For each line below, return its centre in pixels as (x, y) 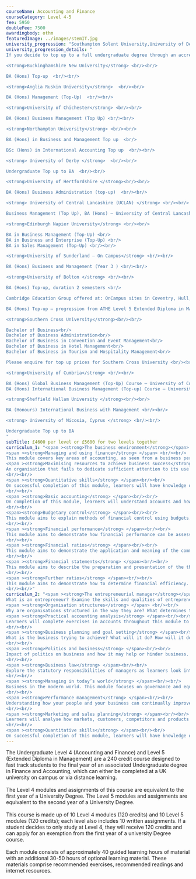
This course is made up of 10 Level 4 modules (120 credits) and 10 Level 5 (95, 815)
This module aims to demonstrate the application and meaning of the (92, 551)
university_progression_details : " (49, 50)
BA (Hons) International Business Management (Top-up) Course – (86, 389)
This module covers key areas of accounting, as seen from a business (94, 458)
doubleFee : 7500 (26, 28)
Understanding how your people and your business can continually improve (99, 703)
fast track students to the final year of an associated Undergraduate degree (97, 765)
